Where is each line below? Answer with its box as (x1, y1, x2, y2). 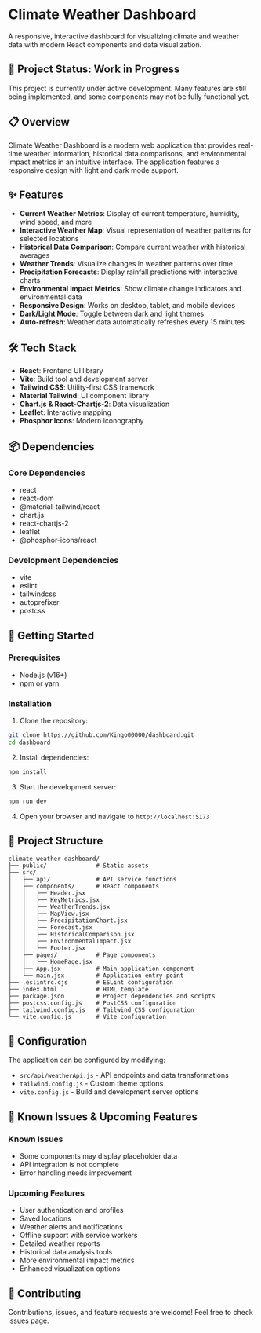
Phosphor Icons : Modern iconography (19, 416, 144, 426)
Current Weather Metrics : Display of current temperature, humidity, (19, 209, 240, 218)
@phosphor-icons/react (19, 535, 97, 544)
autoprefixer (19, 598, 60, 607)
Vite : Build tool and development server (19, 375, 149, 384)
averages (19, 251, 50, 260)
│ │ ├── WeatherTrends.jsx (8, 903, 111, 911)
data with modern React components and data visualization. (8, 39, 202, 49)
